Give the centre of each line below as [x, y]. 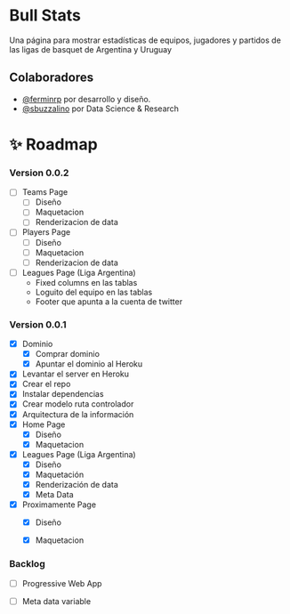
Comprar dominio [68, 354]
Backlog [28, 564]
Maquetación [60, 474]
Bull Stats [45, 16]
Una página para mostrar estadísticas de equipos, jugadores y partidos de [145, 40]
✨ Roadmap [53, 144]
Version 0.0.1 [38, 324]
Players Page [46, 232]
